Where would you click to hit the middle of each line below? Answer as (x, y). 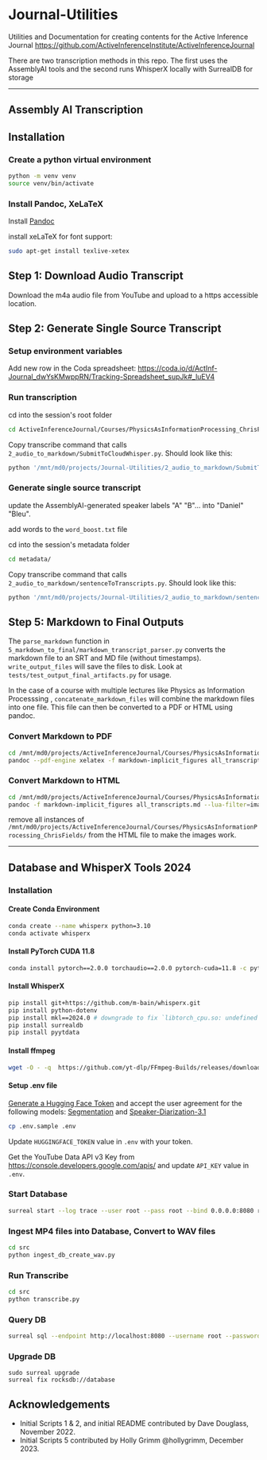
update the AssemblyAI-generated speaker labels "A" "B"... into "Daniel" (126, 505)
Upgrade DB (32, 1356)
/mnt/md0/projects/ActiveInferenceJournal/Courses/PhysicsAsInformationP (133, 827)
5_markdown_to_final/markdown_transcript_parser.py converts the (117, 650)
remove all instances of (46, 820)
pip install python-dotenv (53, 1010)
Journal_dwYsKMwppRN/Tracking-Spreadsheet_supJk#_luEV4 (112, 377)
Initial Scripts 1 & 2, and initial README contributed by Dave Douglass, (134, 1423)
